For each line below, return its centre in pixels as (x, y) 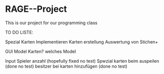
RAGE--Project (36, 9)
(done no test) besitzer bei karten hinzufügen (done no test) (66, 66)
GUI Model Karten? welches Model (41, 51)
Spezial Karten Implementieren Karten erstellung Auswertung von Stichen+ (82, 42)
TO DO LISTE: (19, 32)
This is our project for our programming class (51, 23)
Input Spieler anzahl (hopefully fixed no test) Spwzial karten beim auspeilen (82, 61)
